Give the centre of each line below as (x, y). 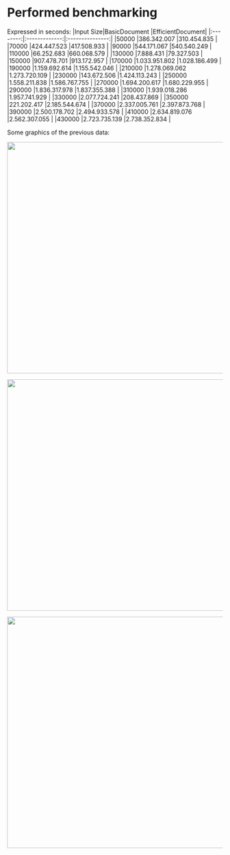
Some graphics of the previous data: (59, 132)
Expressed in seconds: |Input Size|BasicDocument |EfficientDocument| (107, 32)
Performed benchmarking (82, 13)
